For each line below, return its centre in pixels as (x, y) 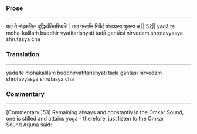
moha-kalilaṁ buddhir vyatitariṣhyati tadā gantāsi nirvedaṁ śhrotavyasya (95, 33)
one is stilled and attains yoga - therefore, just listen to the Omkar (85, 118)
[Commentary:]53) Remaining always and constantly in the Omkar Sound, (95, 112)
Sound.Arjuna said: (29, 125)
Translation (23, 54)
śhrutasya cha (23, 39)
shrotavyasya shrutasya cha (40, 79)
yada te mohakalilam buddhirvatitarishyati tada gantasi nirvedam (84, 73)
